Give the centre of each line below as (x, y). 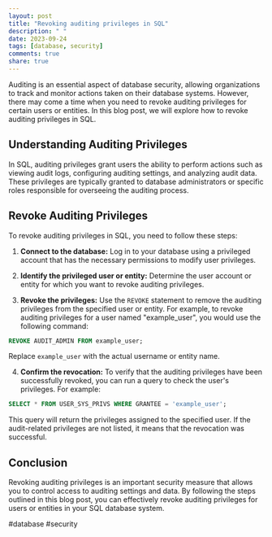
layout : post (30, 16)
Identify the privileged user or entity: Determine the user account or (136, 275)
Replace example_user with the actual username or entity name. (114, 356)
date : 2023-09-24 (38, 39)
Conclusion (38, 463)
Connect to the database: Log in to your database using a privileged (135, 251)
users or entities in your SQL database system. (86, 509)
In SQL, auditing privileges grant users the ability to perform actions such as (136, 164)
